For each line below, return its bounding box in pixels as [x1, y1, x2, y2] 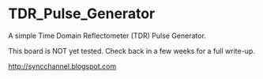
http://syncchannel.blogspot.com [8, 61, 117, 71]
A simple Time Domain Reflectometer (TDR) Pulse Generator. [8, 31, 207, 40]
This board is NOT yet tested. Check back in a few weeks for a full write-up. [8, 46, 255, 55]
